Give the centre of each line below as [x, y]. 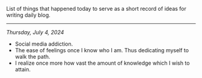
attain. [23, 69]
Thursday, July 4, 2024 [35, 32]
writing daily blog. [29, 15]
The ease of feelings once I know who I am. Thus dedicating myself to [102, 50]
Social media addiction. [44, 44]
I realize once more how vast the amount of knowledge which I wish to [102, 63]
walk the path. [32, 57]
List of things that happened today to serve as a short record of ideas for [96, 9]
